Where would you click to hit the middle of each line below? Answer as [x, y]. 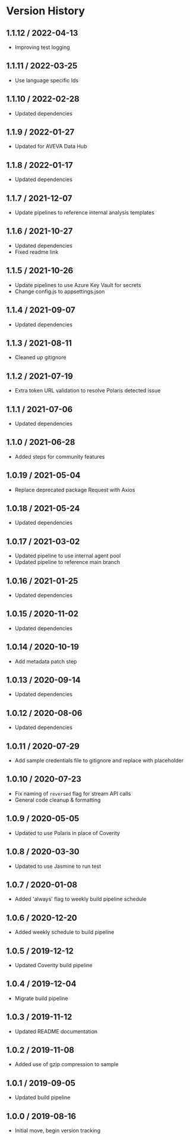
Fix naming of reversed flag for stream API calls [73, 793]
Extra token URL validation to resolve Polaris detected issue [88, 391]
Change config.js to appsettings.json [60, 291]
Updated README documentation [56, 1031]
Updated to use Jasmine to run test [58, 866]
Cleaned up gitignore [40, 357]
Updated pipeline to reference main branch [67, 562]
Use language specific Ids [47, 80]
